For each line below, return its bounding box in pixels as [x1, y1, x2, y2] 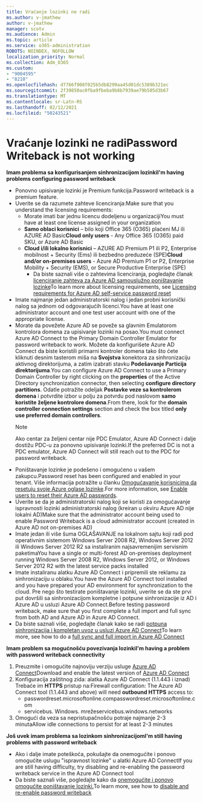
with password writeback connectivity [6, 651, 105, 659]
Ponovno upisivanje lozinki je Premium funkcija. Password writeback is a [14, 187, 195, 194]
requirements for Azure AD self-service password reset [33, 289, 171, 297]
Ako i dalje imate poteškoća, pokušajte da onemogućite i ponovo [14, 751, 176, 758]
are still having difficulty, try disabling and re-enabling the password [14, 763, 185, 771]
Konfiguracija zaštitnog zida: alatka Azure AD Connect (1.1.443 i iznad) [14, 676, 190, 683]
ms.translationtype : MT [6, 93, 66, 99]
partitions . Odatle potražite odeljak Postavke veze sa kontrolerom [14, 386, 182, 393]
